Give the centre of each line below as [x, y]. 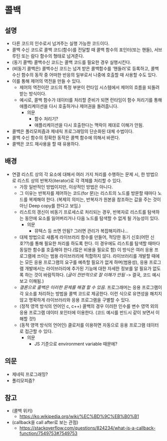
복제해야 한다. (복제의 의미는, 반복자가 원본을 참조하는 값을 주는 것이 [95, 199]
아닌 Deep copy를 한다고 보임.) [50, 205]
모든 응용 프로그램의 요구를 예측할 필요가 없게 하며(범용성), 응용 [86, 262]
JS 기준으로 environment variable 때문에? [76, 344]
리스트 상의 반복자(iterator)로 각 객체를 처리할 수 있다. [69, 180]
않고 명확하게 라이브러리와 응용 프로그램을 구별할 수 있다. [75, 300]
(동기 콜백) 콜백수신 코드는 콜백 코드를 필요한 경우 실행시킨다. [71, 62]
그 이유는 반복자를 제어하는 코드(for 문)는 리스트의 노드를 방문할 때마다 [88, 193]
